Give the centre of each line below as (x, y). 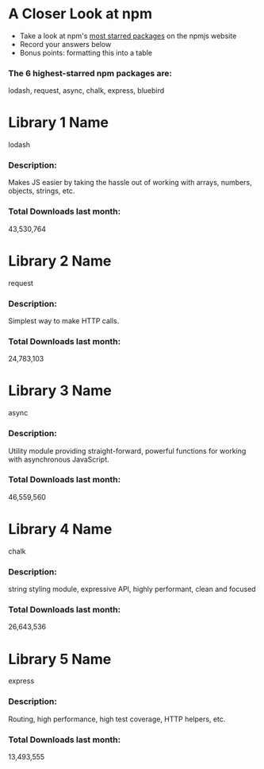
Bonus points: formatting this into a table (86, 52)
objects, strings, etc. (42, 191)
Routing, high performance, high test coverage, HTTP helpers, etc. (117, 719)
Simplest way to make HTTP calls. (64, 321)
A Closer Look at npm (80, 14)
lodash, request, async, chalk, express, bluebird (86, 91)
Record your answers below (65, 44)
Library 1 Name (59, 123)
